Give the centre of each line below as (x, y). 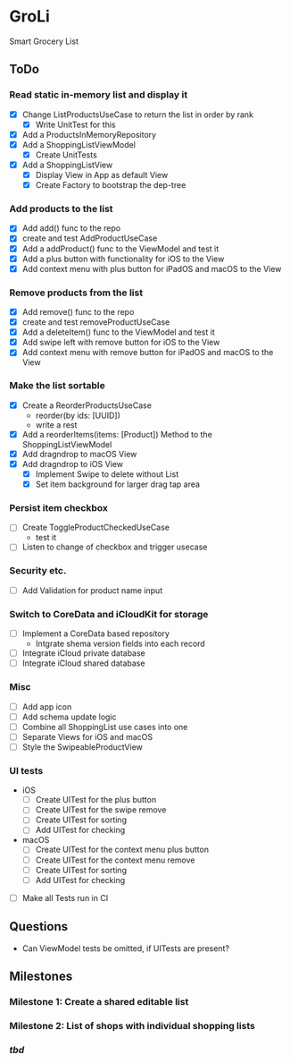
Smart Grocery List (44, 41)
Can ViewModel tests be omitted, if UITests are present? (126, 948)
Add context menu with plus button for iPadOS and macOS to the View (152, 268)
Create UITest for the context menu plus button (122, 850)
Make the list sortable (57, 386)
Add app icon (47, 706)
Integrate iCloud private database (83, 653)
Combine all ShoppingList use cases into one (105, 727)
